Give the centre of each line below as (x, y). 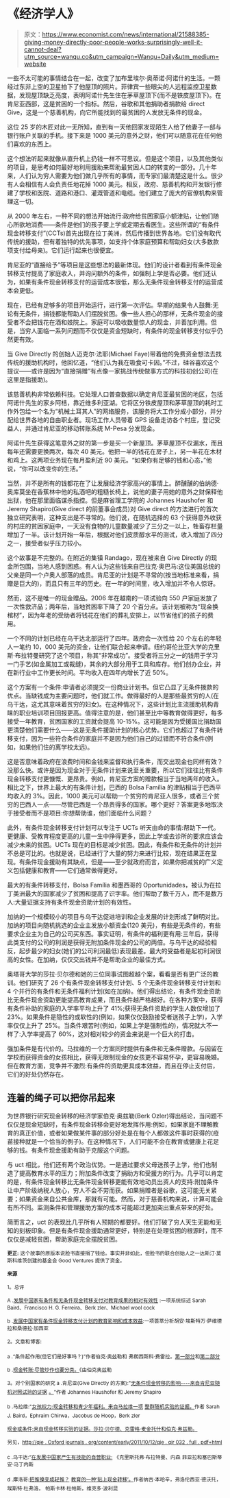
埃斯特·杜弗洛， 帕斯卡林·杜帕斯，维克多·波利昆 (63, 1488)
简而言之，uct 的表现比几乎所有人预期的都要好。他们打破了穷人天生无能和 (111, 1222)
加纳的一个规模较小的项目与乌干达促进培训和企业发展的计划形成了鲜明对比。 (115, 916)
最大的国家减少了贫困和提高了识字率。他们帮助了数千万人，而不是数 (121, 893)
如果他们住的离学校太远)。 (56, 747)
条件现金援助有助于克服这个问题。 (85, 1150)
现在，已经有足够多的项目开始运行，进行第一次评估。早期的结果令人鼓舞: (110, 305)
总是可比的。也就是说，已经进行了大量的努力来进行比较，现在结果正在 (112, 853)
